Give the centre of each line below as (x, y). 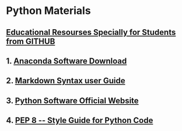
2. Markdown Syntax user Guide (66, 81)
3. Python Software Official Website (72, 100)
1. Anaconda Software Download (66, 61)
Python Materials (49, 11)
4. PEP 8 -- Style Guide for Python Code (80, 121)
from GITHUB (31, 41)
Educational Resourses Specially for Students (91, 32)
